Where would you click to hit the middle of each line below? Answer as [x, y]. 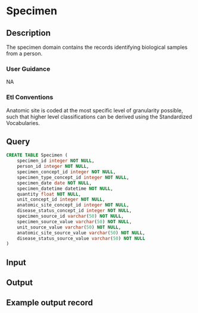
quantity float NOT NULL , [49, 194]
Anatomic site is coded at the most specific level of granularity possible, [95, 110]
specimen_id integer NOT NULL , [56, 161]
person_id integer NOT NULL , [53, 167]
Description [28, 33]
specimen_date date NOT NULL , [55, 183]
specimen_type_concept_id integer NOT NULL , [73, 177]
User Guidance [28, 68]
